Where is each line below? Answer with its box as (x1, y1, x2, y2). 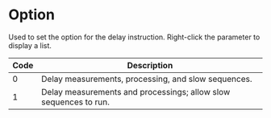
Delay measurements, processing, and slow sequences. (41, 73, 252, 84)
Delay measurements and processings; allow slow (41, 86, 231, 97)
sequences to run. (41, 96, 110, 108)
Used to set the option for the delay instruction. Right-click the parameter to (8, 32, 261, 42)
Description (127, 59, 173, 71)
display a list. (8, 40, 52, 50)
